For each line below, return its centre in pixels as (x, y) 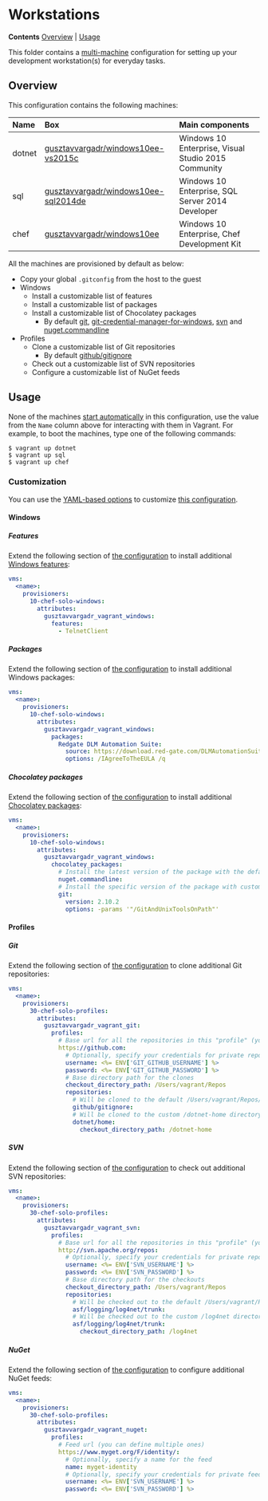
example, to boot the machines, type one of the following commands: (122, 433)
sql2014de (65, 201)
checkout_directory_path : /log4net (138, 1332)
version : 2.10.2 (92, 902)
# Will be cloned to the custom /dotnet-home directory (167, 1114)
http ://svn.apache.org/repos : (108, 1250)
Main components (214, 124)
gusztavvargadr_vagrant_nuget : (96, 1430)
